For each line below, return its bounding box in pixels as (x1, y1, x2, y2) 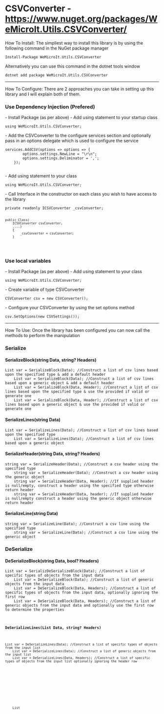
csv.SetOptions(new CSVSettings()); (5, 314, 80, 319)
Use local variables (5, 257, 51, 264)
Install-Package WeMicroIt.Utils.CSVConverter (5, 54, 102, 59)
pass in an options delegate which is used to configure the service (5, 138, 139, 144)
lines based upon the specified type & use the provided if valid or (5, 389, 150, 394)
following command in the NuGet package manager (5, 45, 109, 51)
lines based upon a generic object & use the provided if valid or (5, 402, 145, 407)
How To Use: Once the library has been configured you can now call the (5, 327, 150, 333)
